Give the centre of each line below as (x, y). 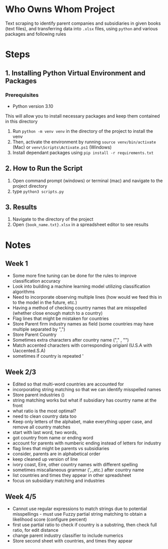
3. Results (21, 207)
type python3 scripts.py (38, 191)
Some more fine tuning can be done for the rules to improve (74, 276)
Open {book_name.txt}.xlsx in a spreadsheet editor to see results (80, 225)
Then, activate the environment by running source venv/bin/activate (84, 142)
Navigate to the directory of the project (53, 219)
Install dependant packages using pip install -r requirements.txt (83, 152)
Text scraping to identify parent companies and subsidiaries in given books (83, 23)
